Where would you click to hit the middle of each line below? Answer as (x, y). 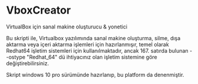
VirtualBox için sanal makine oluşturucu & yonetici (67, 27)
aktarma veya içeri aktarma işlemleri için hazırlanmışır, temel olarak (88, 44)
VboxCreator (38, 10)
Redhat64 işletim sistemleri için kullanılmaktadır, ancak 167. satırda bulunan (97, 50)
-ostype (16, 57)
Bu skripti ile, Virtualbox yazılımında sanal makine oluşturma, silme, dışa (93, 38)
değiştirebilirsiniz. (27, 63)
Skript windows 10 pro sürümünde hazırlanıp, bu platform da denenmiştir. (95, 75)
